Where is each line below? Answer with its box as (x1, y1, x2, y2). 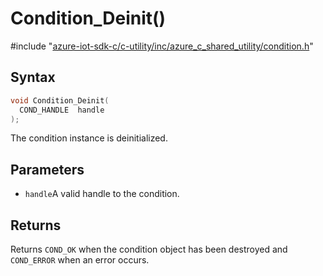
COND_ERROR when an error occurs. (10, 254, 150, 266)
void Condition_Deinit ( (10, 95, 110, 106)
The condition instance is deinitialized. (10, 132, 168, 144)
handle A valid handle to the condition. (24, 188, 180, 200)
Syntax (10, 69, 56, 86)
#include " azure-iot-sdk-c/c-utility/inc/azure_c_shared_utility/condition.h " (10, 40, 314, 52)
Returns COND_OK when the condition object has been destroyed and (10, 243, 288, 255)
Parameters (10, 161, 85, 178)
